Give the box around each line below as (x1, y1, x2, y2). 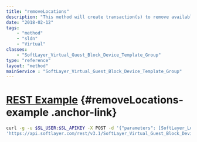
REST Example (6, 93, 78, 107)
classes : (6, 47, 28, 53)
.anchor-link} (50, 106, 117, 119)
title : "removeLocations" (6, 8, 69, 15)
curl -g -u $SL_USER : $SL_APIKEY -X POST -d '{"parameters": (6, 125, 157, 131)
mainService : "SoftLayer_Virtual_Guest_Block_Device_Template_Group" (6, 68, 182, 74)
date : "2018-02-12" (6, 19, 54, 25)
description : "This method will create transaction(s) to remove (6, 14, 169, 20)
